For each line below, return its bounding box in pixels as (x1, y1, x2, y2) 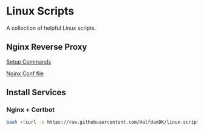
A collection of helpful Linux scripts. (6, 24, 97, 32)
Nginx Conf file (6, 70, 44, 77)
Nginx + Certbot (6, 106, 55, 114)
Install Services (6, 87, 67, 98)
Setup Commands (6, 58, 52, 65)
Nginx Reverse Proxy (6, 42, 87, 52)
